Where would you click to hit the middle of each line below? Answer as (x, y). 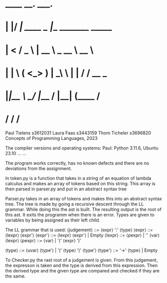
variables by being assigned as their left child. (53, 220)
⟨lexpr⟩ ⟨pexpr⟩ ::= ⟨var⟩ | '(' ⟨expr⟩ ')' (43, 240)
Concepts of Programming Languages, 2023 (52, 138)
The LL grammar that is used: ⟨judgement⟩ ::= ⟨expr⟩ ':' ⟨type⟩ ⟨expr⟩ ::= (79, 230)
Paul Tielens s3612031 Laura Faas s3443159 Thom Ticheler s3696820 (78, 133)
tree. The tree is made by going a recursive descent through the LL (75, 204)
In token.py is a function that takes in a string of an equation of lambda (78, 178)
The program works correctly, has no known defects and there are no (77, 163)
